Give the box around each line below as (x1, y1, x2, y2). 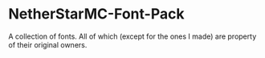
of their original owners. (8, 39, 88, 49)
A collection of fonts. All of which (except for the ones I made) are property (8, 31, 257, 41)
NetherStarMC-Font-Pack (8, 5, 185, 23)
